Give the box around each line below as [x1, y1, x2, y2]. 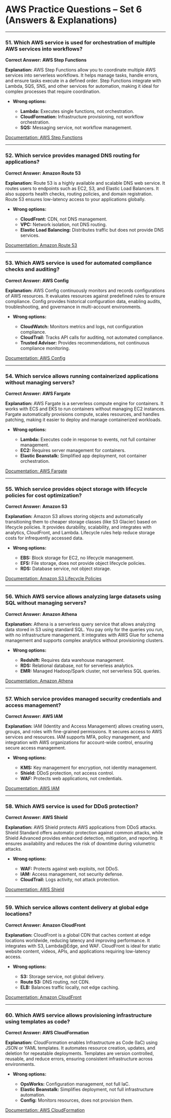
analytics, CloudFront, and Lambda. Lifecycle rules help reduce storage [5, 530, 155, 536]
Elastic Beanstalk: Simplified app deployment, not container [20, 453, 147, 459]
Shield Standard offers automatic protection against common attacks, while [5, 830, 163, 836]
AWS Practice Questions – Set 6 [5, 4, 142, 15]
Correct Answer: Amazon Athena [5, 611, 77, 617]
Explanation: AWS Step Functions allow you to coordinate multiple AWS [5, 67, 156, 73]
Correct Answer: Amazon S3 [5, 504, 68, 510]
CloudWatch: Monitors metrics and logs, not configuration [20, 323, 144, 330]
